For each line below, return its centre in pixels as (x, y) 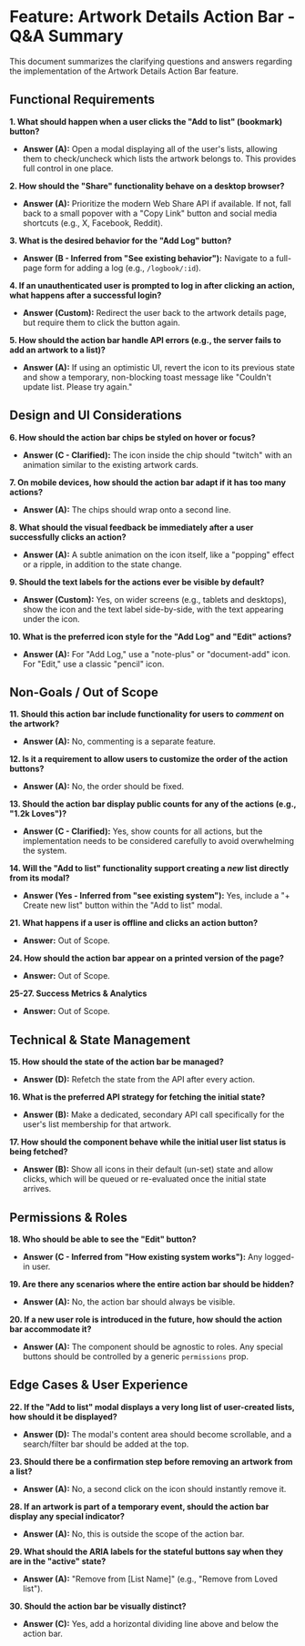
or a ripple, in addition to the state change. (102, 564)
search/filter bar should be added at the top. (106, 1444)
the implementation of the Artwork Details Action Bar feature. (124, 71)
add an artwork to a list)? (58, 350)
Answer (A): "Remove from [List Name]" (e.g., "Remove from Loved (150, 1579)
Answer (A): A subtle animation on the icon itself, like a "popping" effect (158, 554)
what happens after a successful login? (86, 295)
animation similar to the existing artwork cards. (110, 464)
